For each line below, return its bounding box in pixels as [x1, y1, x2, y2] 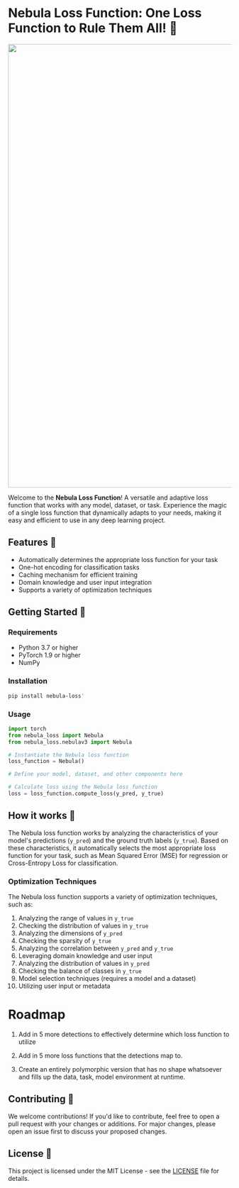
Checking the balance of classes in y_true [18, 967, 143, 975]
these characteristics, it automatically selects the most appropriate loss [8, 843, 216, 852]
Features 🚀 [8, 537, 57, 549]
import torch [8, 725, 47, 732]
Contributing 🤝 [8, 1093, 74, 1105]
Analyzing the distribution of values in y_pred [18, 959, 150, 968]
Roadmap [8, 1006, 66, 1023]
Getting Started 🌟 [8, 606, 87, 618]
